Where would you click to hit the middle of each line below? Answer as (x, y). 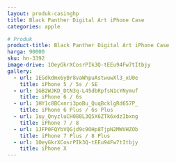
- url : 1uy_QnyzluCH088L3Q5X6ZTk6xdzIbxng (76, 117)
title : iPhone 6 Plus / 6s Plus (66, 110)
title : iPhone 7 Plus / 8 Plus (65, 136)
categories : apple (34, 26)
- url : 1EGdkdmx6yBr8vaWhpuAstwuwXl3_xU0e (76, 78)
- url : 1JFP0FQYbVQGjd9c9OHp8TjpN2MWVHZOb (76, 129)
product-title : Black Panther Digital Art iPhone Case (88, 46)
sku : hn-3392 (26, 59)
